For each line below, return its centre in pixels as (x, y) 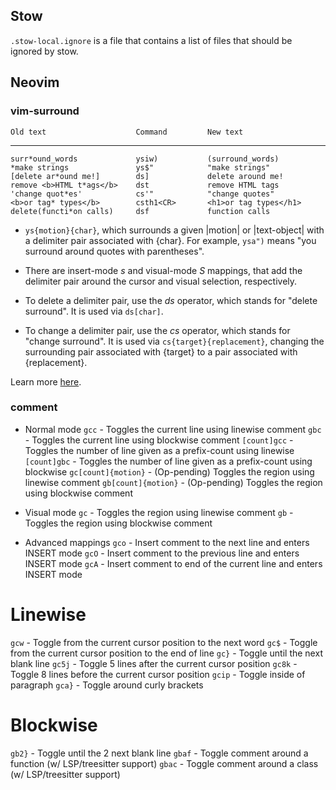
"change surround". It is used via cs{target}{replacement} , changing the (174, 341)
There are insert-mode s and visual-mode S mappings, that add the (163, 270)
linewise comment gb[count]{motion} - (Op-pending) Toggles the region (173, 482)
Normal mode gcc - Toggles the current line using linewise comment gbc (173, 429)
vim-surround (45, 111)
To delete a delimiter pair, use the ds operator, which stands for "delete (171, 300)
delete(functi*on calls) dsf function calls (140, 211)
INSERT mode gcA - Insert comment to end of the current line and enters (173, 563)
